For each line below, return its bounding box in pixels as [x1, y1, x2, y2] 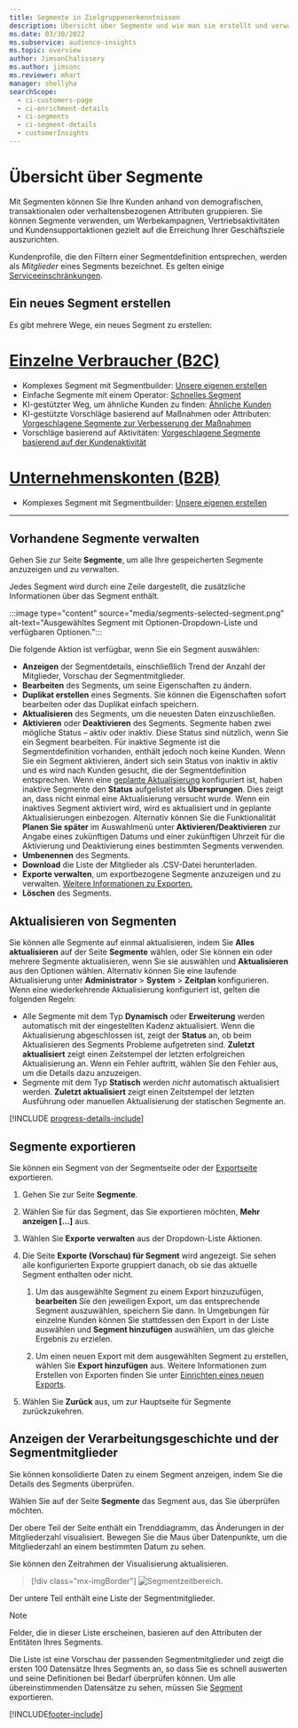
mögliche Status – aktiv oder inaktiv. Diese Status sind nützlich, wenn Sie [21, 728, 289, 738]
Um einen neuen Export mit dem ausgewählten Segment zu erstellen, [35, 1350, 289, 1361]
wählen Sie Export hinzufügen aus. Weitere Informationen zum [35, 1360, 267, 1371]
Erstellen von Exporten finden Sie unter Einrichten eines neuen [35, 1369, 264, 1380]
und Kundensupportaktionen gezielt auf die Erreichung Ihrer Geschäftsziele [9, 224, 286, 235]
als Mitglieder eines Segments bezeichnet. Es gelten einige [9, 260, 224, 271]
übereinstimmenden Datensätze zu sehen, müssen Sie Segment [9, 1682, 243, 1692]
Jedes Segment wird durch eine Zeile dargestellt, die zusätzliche [9, 581, 247, 592]
